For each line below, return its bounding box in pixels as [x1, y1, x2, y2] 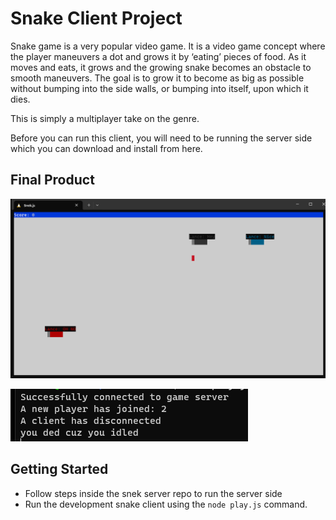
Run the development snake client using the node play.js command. [24, 498, 308, 510]
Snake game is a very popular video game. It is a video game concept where [10, 40, 326, 52]
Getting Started [10, 461, 109, 478]
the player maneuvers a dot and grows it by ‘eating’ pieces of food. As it [10, 50, 307, 62]
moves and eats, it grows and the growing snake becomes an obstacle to [10, 61, 312, 73]
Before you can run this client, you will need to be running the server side [10, 132, 313, 144]
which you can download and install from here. [10, 142, 203, 154]
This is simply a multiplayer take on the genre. [10, 112, 200, 124]
